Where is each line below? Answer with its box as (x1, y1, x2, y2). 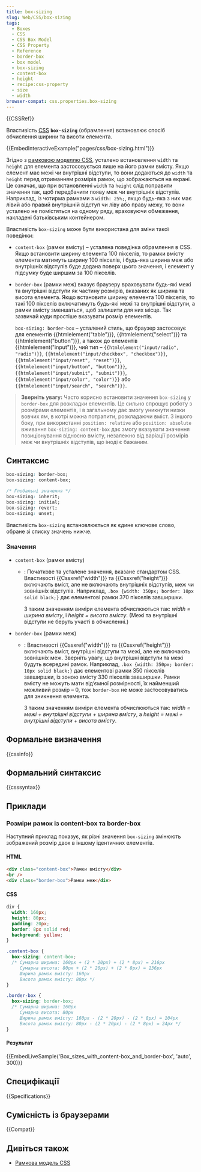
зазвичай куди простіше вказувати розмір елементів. (14, 312, 153, 319)
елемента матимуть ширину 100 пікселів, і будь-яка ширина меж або (14, 256, 194, 264)
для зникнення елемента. (23, 692, 90, 700)
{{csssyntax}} (6, 783, 41, 791)
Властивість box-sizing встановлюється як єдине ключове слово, (6, 521, 176, 528)
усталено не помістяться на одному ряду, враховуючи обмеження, (6, 207, 180, 214)
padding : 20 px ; (11, 921, 50, 927)
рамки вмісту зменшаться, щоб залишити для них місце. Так (14, 306, 172, 313)
